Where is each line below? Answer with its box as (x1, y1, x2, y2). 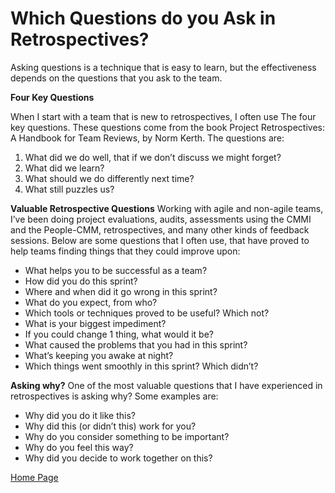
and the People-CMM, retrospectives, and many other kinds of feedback (10, 223, 310, 236)
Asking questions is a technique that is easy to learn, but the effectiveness (10, 61, 317, 73)
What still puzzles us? (24, 183, 115, 195)
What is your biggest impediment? (24, 317, 167, 329)
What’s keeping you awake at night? (24, 349, 174, 361)
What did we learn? (24, 162, 105, 174)
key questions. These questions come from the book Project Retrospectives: (10, 121, 326, 133)
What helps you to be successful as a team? (24, 264, 208, 276)
